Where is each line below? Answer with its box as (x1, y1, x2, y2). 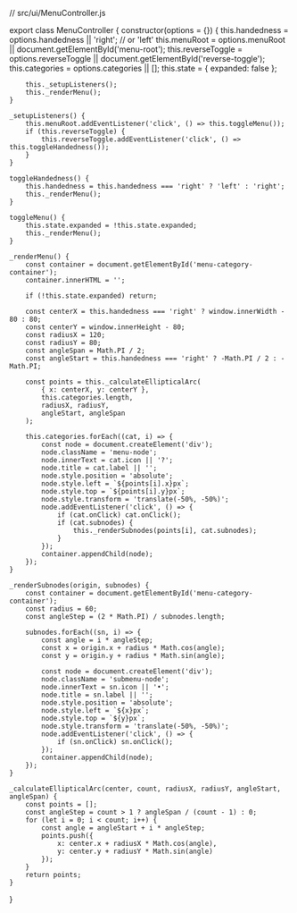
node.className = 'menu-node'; (41, 448, 158, 457)
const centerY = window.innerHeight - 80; (25, 323, 186, 332)
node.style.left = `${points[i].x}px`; (41, 479, 190, 488)
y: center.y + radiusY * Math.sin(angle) (56, 847, 214, 856)
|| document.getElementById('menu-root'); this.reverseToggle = (9, 44, 243, 55)
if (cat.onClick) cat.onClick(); (56, 511, 181, 520)
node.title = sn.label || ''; (41, 690, 153, 699)
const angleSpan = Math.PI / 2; (25, 346, 145, 355)
